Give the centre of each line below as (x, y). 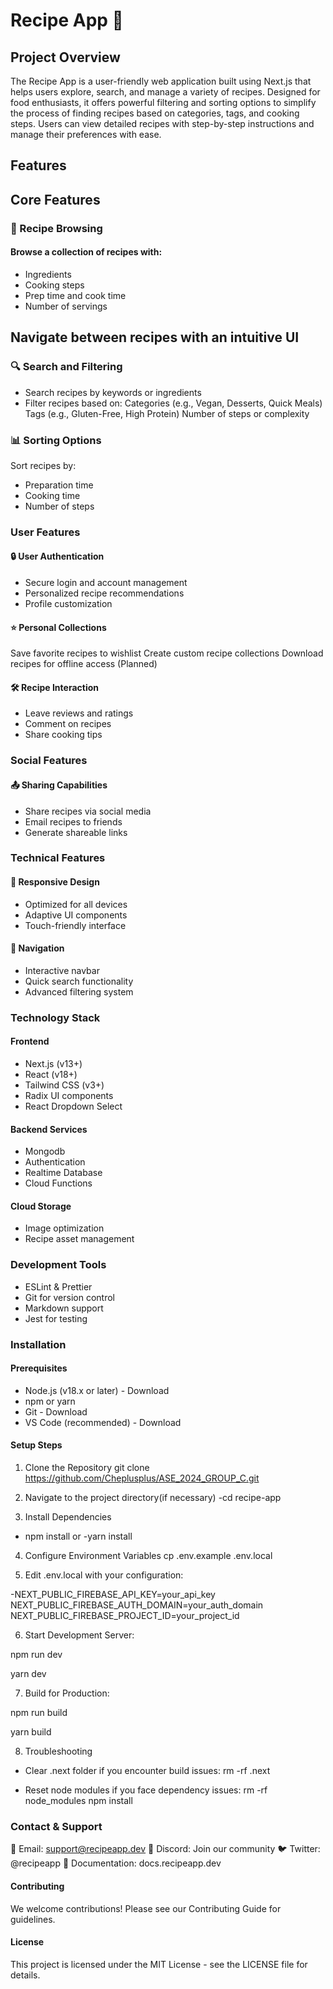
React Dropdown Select (73, 1106)
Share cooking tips (63, 735)
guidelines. (33, 1919)
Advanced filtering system (79, 991)
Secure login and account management (106, 583)
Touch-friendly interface (75, 925)
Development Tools (58, 1265)
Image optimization (64, 1228)
